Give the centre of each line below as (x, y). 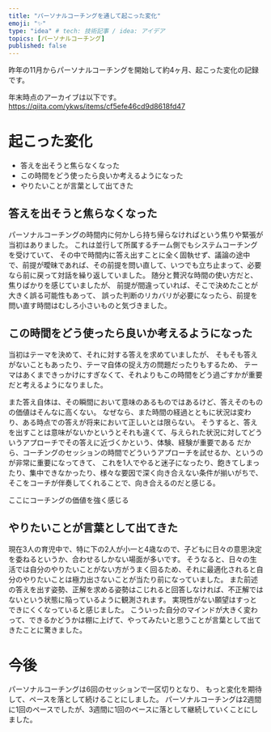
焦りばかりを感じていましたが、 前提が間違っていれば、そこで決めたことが (133, 285)
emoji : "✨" (28, 23)
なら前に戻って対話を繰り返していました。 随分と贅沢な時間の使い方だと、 (133, 275)
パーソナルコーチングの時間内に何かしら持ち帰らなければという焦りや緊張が (136, 235)
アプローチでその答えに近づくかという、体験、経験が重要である (129, 442)
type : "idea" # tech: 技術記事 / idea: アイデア (87, 31)
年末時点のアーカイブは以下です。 (65, 97)
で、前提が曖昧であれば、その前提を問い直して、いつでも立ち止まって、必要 (135, 264)
